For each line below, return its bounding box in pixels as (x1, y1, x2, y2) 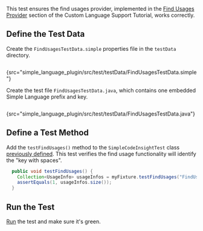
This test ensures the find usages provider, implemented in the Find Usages (6, 5, 195, 12)
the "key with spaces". (6, 157, 62, 164)
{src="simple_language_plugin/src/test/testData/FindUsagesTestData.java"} (6, 110, 195, 117)
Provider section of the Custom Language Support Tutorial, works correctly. (6, 11, 195, 19)
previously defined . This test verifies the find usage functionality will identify (6, 150, 196, 157)
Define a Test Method (6, 128, 89, 138)
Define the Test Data (6, 29, 85, 39)
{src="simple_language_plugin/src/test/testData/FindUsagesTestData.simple (6, 68, 197, 76)
